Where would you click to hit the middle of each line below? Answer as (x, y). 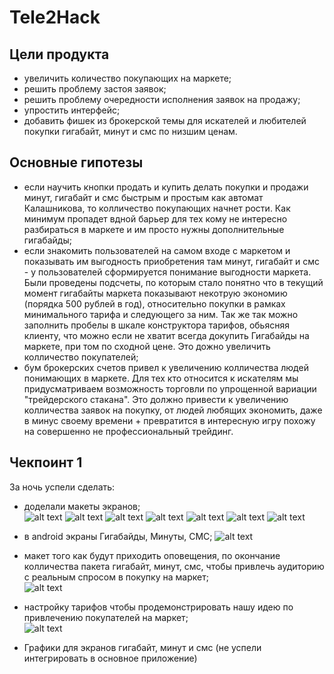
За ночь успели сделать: (62, 487)
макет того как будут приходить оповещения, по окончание (152, 555)
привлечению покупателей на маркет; (106, 617)
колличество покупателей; (81, 357)
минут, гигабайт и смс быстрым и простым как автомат (143, 197)
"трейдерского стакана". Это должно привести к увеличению (156, 399)
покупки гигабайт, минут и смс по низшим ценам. (130, 131)
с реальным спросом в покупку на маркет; (116, 577)
